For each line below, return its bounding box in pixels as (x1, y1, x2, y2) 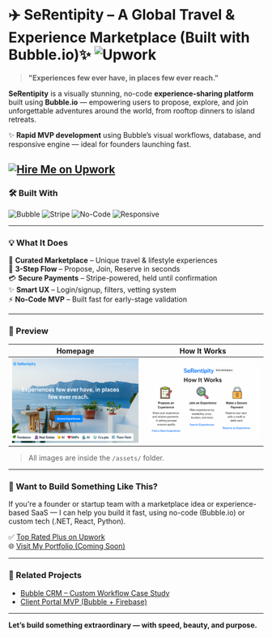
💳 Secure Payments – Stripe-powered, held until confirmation (8, 272, 218, 283)
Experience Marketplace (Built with (8, 28, 250, 47)
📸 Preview (8, 325, 49, 336)
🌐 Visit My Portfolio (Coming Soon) (8, 542, 125, 551)
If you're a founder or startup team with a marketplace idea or (8, 499, 215, 509)
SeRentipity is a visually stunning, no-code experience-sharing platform (8, 88, 254, 98)
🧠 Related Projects (8, 570, 83, 581)
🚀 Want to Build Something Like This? (8, 481, 158, 492)
